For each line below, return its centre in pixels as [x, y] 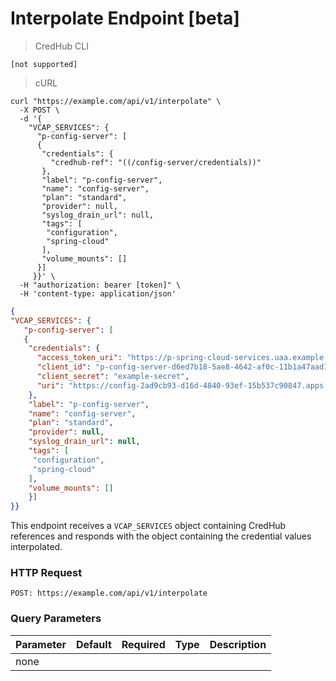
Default [93, 644]
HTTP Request [46, 573]
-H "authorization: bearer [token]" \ [100, 285]
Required [143, 644]
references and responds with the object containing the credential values [161, 536]
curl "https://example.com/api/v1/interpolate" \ [116, 101]
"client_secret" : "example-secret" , [113, 377]
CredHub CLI [61, 46]
